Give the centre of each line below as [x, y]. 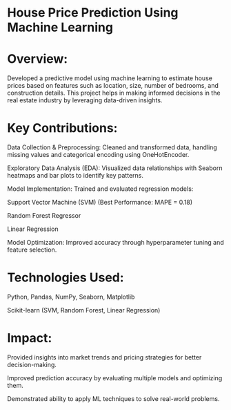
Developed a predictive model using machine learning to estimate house [110, 78]
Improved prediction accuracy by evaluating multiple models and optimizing [115, 378]
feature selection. [32, 250]
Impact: [30, 338]
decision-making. [32, 364]
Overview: [38, 59]
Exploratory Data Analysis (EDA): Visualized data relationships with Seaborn [115, 168]
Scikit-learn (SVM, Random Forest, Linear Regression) [84, 310]
